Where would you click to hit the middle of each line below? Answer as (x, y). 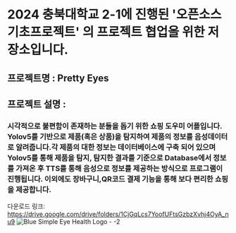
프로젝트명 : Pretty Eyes (58, 78)
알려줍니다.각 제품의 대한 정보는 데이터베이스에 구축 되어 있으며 (116, 147)
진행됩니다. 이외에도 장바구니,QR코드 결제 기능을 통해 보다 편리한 (110, 179)
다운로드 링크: (26, 206)
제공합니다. (33, 189)
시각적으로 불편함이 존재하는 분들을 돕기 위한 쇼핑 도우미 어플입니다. (115, 126)
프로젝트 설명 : (37, 104)
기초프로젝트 (42, 32)
